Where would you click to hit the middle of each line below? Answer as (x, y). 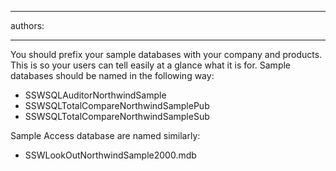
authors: (27, 25)
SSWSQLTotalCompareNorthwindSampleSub (117, 116)
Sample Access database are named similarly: (105, 135)
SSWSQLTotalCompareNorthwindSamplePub (117, 105)
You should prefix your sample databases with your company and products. (166, 54)
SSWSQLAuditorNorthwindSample (95, 95)
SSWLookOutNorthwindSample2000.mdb (110, 155)
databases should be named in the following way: (112, 75)
